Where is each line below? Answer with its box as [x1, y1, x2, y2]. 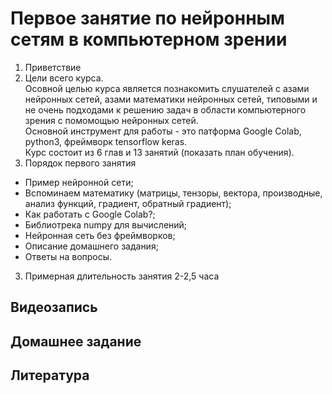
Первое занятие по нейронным [10, 7, 285, 30]
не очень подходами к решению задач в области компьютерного [24, 103, 307, 116]
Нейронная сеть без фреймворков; [24, 229, 176, 241]
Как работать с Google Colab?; [24, 208, 156, 220]
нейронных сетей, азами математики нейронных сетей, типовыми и [24, 93, 318, 105]
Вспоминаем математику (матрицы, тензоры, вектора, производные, [24, 187, 323, 199]
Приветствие [24, 61, 82, 73]
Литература [10, 367, 90, 384]
